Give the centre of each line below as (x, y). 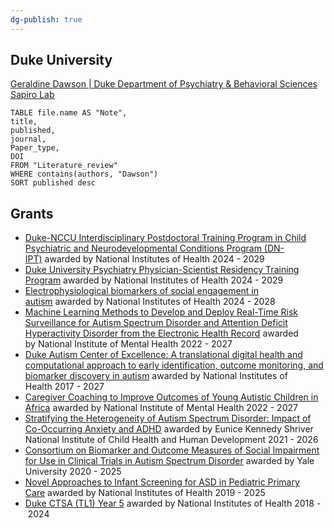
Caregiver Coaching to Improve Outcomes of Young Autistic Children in (171, 397)
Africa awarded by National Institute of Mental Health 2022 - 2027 (161, 408)
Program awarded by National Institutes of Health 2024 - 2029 (154, 280)
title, (24, 122)
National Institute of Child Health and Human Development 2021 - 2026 (171, 440)
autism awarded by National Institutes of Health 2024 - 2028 (150, 302)
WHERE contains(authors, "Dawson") (84, 174)
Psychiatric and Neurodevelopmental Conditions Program (143, 248)
